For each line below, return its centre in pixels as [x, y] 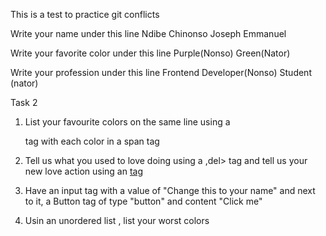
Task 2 [24, 102]
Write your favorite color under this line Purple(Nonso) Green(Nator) [150, 53]
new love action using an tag [84, 171]
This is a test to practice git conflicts [85, 14]
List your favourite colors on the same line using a [127, 122]
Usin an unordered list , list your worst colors [117, 220]
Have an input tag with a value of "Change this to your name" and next [170, 190]
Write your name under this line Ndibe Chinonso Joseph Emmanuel [148, 33]
